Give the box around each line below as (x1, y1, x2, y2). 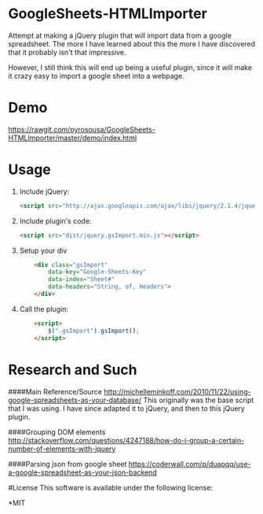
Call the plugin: (19, 304, 69, 313)
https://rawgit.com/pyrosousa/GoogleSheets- (8, 124, 155, 134)
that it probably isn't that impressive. (8, 47, 126, 57)
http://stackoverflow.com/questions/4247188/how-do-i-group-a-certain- (8, 435, 245, 445)
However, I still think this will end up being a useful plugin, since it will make (8, 62, 253, 72)
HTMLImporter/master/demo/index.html (8, 133, 137, 142)
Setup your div (19, 246, 68, 255)
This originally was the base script (143, 395, 254, 405)
